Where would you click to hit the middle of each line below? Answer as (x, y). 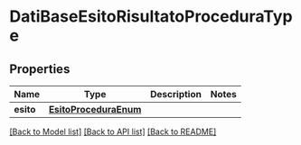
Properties (40, 69)
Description (176, 94)
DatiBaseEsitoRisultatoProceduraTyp (151, 17)
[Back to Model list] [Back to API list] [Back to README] (113, 131)
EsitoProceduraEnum (95, 109)
